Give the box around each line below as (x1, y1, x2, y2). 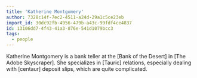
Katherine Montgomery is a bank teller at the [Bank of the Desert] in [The (6, 53, 186, 60)
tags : (6, 31, 20, 37)
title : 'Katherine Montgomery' (6, 8, 84, 15)
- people (11, 36, 33, 42)
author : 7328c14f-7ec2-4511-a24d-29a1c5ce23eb (6, 14, 124, 20)
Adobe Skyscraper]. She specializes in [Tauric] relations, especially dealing (6, 59, 192, 66)
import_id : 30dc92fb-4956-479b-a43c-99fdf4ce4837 (6, 20, 133, 26)
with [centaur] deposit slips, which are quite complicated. (6, 65, 147, 72)
